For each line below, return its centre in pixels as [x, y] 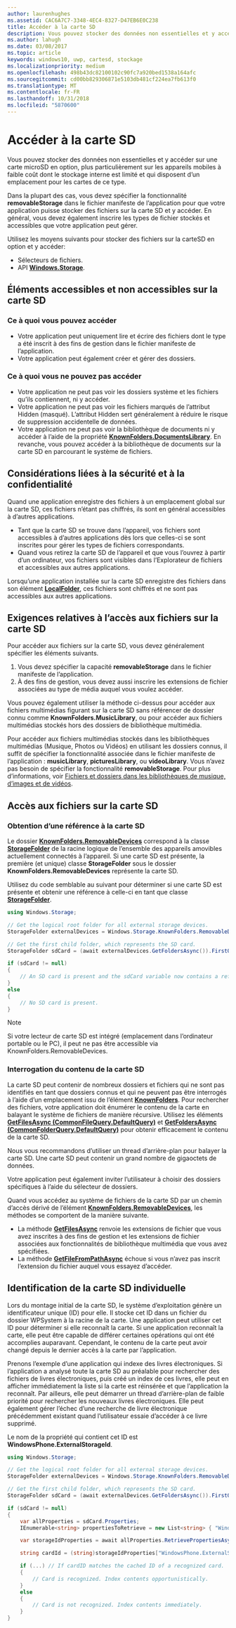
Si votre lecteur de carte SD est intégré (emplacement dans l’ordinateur [110, 1036]
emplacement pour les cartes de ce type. [67, 182]
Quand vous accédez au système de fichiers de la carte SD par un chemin [115, 1200]
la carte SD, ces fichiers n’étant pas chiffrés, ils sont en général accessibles [117, 509]
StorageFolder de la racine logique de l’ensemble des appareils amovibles [115, 849]
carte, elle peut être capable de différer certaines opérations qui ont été [111, 1335]
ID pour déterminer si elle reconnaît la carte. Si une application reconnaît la [115, 1327]
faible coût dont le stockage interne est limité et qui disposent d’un [104, 174]
